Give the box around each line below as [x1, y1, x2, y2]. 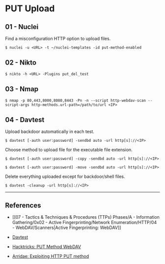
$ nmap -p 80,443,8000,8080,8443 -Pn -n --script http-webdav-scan [5, 98, 146, 103]
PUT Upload [5, 3, 55, 14]
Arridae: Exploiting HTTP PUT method [12, 253, 89, 259]
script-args [5, 102, 29, 107]
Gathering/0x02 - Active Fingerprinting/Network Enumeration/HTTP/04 [12, 220, 157, 226]
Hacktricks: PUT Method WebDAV [12, 244, 81, 250]
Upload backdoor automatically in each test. [5, 129, 95, 134]
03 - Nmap [5, 85, 39, 94]
